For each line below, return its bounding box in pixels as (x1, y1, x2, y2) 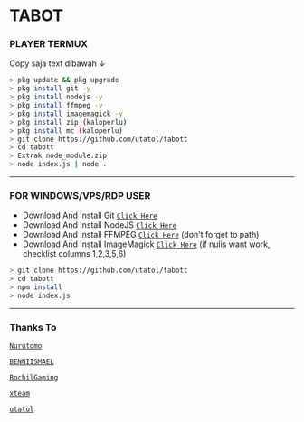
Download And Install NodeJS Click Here (22, 220, 177, 230)
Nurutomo (9, 342, 43, 351)
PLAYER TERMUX (9, 38, 89, 51)
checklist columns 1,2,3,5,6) (22, 249, 127, 259)
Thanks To (9, 321, 57, 333)
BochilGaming (9, 373, 59, 382)
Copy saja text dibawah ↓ (9, 58, 106, 69)
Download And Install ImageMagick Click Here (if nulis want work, (22, 239, 271, 249)
